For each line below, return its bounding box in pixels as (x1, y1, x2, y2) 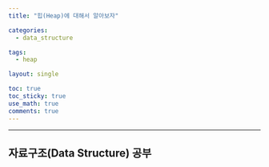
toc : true (8, 85, 42, 93)
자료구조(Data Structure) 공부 (8, 146, 152, 160)
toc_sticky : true (8, 92, 66, 100)
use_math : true (8, 100, 59, 108)
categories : (8, 26, 48, 35)
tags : (8, 48, 26, 56)
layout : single (8, 70, 59, 79)
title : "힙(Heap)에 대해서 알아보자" (8, 11, 119, 20)
